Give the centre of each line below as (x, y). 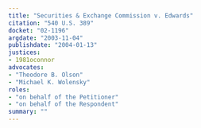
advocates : (26, 68)
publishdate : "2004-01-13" (53, 45)
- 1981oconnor (32, 60)
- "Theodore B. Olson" (46, 75)
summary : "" (28, 112)
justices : (25, 52)
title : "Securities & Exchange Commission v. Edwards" (101, 16)
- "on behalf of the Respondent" (64, 104)
